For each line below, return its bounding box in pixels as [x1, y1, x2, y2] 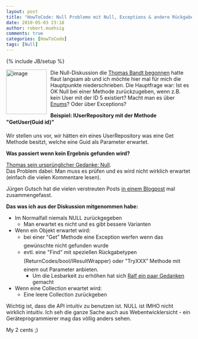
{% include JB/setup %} [6, 57, 65, 65]
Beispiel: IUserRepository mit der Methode [50, 111, 157, 119]
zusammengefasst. [6, 191, 53, 198]
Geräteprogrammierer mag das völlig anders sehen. [6, 315, 131, 322]
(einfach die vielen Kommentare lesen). [6, 173, 101, 180]
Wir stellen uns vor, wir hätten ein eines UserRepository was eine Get [6, 132, 174, 139]
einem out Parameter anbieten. [23, 266, 99, 273]
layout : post [6, 8, 38, 15]
